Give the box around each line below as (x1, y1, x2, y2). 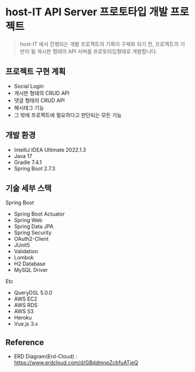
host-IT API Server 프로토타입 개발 (5, 5, 168, 19)
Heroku (13, 314, 32, 321)
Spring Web (13, 217, 43, 224)
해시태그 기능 (13, 104, 44, 111)
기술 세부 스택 (5, 183, 52, 193)
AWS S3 (13, 308, 34, 315)
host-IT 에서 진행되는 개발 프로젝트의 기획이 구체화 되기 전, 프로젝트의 (19, 40, 179, 47)
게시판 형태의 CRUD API (13, 89, 70, 97)
